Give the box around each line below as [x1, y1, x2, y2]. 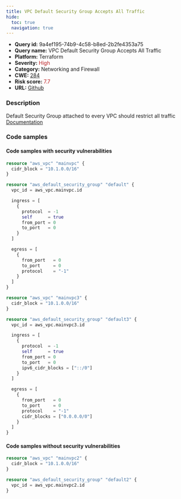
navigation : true [11, 25, 54, 31]
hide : [6, 14, 19, 20]
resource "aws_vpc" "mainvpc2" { [6, 455, 88, 462]
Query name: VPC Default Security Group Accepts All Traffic [14, 47, 162, 54]
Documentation [6, 118, 43, 126]
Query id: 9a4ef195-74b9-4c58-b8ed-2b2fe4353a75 [14, 41, 144, 48]
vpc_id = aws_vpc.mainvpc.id [11, 188, 82, 193]
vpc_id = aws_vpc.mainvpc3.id [11, 322, 85, 328]
